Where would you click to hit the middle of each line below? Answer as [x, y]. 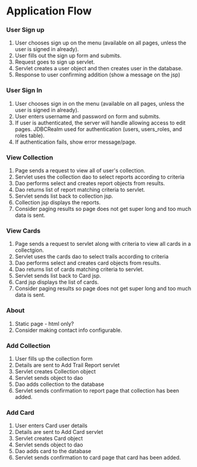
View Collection [30, 157]
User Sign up [25, 30]
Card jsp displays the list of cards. [57, 282]
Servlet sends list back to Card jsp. [58, 276]
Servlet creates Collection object [55, 371]
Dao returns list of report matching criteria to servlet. [80, 190]
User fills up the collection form [54, 358]
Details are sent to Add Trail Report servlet [67, 365]
